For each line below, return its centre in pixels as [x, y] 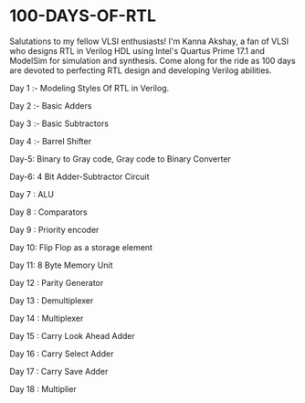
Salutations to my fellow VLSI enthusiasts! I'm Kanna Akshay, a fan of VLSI [149, 41]
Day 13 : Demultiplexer [52, 300]
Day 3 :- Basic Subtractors [59, 123]
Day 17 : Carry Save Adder [59, 371]
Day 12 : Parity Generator [57, 282]
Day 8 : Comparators [49, 212]
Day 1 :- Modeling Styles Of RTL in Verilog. [89, 88]
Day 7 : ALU [32, 194]
